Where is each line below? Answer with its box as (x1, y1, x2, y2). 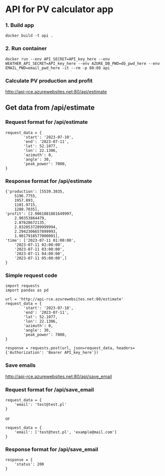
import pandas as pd (5, 288, 49, 293)
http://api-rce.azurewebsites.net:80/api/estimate (5, 89, 107, 95)
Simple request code (5, 272, 57, 279)
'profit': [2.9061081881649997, (5, 211, 74, 216)
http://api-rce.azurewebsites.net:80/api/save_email (5, 373, 112, 379)
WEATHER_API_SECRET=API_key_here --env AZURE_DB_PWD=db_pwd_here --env (5, 61, 160, 66)
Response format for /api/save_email (5, 446, 98, 453)
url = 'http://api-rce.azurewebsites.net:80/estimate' (5, 297, 124, 302)
